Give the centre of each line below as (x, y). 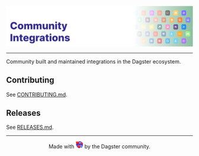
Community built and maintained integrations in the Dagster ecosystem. (94, 61)
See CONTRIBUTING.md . (37, 94)
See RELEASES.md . (30, 128)
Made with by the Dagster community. (99, 147)
